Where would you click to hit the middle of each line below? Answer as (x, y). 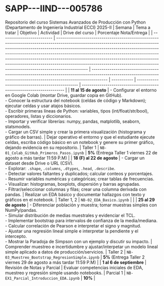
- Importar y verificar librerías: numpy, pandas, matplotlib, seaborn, (73, 121)
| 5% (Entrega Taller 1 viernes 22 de (121, 152)
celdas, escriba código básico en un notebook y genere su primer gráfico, (80, 142)
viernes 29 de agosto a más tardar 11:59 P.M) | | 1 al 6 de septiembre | (76, 262)
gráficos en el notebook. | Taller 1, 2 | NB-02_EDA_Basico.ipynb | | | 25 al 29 (80, 200)
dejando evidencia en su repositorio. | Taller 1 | (52, 147)
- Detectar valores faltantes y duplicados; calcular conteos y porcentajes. (79, 173)
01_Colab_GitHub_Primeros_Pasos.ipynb (45, 153)
